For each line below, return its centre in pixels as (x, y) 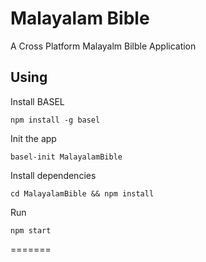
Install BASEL (37, 101)
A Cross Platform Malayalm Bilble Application (103, 46)
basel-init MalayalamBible (66, 157)
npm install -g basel (55, 120)
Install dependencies (53, 175)
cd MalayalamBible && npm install (82, 193)
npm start (31, 230)
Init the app (33, 138)
